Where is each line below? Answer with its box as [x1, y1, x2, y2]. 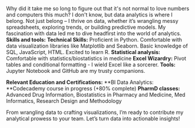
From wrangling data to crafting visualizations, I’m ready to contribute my [6, 109, 184, 116]
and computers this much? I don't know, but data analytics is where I [6, 11, 173, 18]
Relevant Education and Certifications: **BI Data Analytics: [6, 79, 154, 86]
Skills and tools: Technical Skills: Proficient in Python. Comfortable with [6, 36, 183, 43]
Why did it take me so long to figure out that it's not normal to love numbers [6, 5, 190, 12]
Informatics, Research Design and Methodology [6, 97, 122, 105]
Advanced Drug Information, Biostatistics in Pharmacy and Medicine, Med [6, 91, 186, 98]
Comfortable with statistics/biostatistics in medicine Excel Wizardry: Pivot [6, 55, 187, 62]
